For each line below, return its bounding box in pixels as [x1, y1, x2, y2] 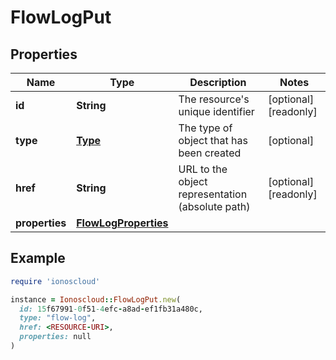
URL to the [178, 162, 228, 176]
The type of [178, 121, 233, 135]
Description [189, 76, 247, 89]
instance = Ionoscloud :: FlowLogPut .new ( [10, 294, 182, 305]
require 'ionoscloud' [10, 276, 101, 286]
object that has [178, 134, 248, 147]
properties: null [19, 332, 92, 342]
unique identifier [178, 105, 255, 118]
